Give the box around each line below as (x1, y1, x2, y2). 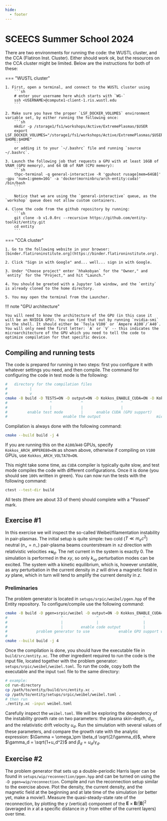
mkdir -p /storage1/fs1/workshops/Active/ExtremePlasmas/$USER (14, 124, 148, 129)
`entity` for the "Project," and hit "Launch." (5, 273, 106, 278)
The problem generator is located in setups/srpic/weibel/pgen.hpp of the (5, 596, 156, 602)
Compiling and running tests (5, 348, 95, 357)
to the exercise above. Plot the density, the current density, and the (5, 784, 143, 790)
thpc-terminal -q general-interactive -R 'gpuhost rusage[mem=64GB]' (14, 172, 162, 177)
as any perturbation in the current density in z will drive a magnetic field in (5, 567, 158, 573)
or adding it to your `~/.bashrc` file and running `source (14, 146, 141, 151)
